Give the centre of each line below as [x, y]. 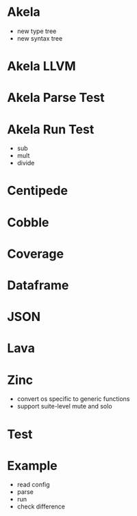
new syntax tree [40, 38]
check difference [41, 506]
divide [26, 163]
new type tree [37, 31]
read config [33, 485]
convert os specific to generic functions [73, 399]
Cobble [28, 222]
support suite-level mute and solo [64, 406]
